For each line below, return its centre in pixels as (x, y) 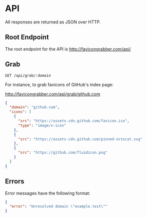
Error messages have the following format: (48, 193)
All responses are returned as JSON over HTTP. (53, 22)
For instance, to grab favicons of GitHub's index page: (59, 84)
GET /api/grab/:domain (28, 75)
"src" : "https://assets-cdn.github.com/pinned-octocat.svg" (80, 139)
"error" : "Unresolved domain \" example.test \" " (59, 207)
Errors (15, 181)
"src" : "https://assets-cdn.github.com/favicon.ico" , (74, 121)
